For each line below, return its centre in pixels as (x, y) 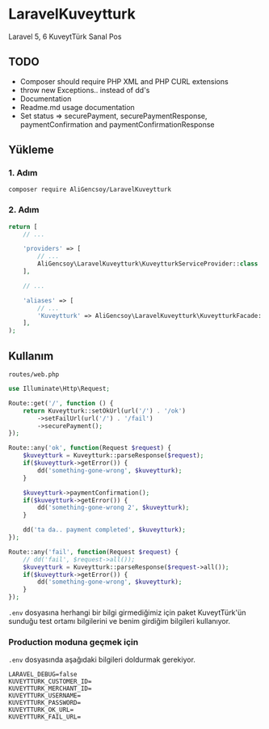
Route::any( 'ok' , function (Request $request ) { (90, 448)
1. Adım (23, 173)
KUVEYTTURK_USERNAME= (45, 696)
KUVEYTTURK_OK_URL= (41, 710)
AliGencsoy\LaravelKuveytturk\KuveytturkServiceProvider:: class (148, 264)
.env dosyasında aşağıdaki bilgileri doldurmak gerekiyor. (102, 659)
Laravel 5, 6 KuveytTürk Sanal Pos (65, 36)
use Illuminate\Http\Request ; (59, 389)
